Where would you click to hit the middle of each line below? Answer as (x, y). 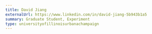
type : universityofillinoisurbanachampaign (52, 24)
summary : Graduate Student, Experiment (48, 19)
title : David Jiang (26, 10)
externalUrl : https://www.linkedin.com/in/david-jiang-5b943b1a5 (76, 14)
